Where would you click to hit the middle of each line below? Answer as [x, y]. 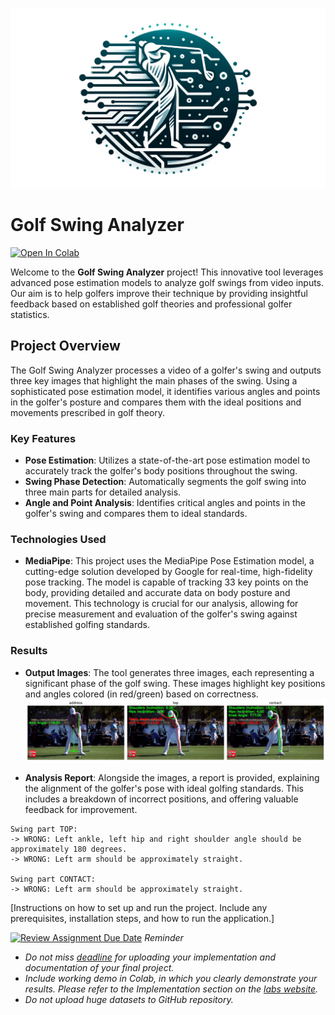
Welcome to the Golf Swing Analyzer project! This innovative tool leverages [167, 272]
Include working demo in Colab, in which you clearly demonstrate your [171, 978]
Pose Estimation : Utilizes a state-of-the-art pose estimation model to [167, 460]
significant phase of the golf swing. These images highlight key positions [175, 683]
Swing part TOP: [44, 829]
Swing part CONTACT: [53, 879]
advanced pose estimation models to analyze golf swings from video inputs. [167, 282]
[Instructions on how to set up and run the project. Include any [139, 907]
